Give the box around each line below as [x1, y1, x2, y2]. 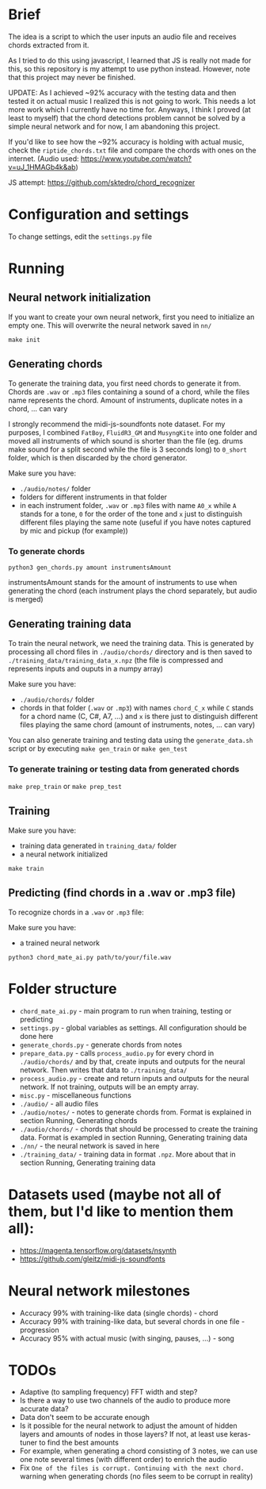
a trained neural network [19, 938, 101, 948]
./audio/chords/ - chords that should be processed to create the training [19, 1124, 258, 1133]
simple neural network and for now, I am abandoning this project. [8, 121, 220, 131]
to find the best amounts [39, 1438, 119, 1448]
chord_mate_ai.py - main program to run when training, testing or [19, 1006, 232, 1015]
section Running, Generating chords [19, 1115, 138, 1125]
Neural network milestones [8, 1282, 191, 1299]
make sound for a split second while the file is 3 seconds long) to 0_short [8, 444, 248, 454]
